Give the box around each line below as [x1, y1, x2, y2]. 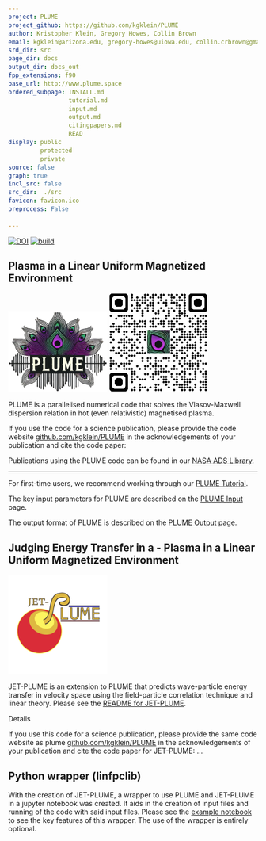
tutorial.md [68, 96, 108, 105]
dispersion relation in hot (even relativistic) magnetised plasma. [8, 408, 215, 418]
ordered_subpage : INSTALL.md [8, 88, 104, 96]
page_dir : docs [8, 55, 59, 63]
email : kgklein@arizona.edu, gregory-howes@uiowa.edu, [8, 38, 193, 46]
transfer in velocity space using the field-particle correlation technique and [8, 690, 253, 700]
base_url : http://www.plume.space [8, 79, 123, 87]
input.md [68, 105, 97, 113]
